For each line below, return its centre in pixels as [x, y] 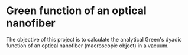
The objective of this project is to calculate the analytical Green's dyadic [94, 39]
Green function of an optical [76, 11]
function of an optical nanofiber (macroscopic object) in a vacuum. [87, 46]
